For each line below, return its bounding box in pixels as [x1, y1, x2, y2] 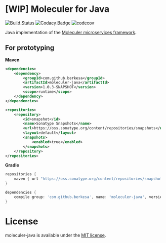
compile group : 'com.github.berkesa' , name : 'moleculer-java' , [14, 194, 147, 200]
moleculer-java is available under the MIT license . [5, 232, 106, 238]
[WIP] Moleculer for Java [5, 3, 110, 15]
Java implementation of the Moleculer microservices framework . [5, 29, 137, 35]
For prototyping [5, 43, 54, 52]
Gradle [5, 162, 20, 168]
